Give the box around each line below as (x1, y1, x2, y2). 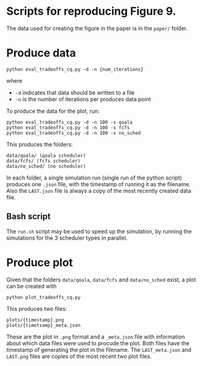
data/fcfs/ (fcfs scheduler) (6, 158, 81, 164)
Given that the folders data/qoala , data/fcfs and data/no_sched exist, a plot (6, 276, 196, 283)
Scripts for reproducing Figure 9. (6, 4, 176, 18)
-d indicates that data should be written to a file (15, 89, 135, 96)
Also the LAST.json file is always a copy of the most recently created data (6, 187, 192, 194)
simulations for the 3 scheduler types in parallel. (6, 234, 128, 242)
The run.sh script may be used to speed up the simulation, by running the (6, 227, 192, 235)
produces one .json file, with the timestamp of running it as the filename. (6, 180, 191, 188)
